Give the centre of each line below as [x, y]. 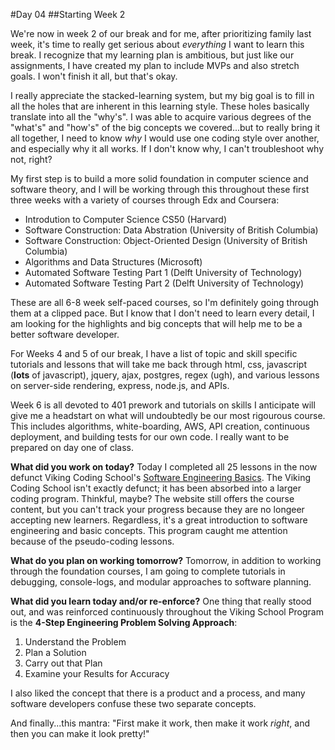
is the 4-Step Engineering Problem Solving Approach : [124, 622]
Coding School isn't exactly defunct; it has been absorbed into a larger [156, 488]
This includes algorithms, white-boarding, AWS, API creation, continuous [160, 426]
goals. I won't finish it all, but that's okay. [94, 76]
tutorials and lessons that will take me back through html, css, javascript [159, 364]
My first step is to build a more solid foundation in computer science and [159, 178]
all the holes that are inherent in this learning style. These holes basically [160, 106]
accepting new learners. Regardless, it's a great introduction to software [159, 520]
